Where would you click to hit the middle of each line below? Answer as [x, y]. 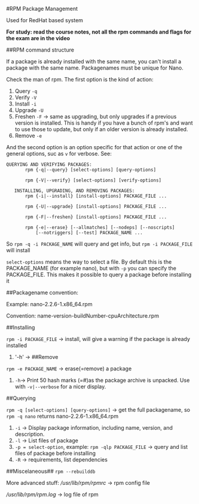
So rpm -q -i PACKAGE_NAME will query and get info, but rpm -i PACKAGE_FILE [99, 244]
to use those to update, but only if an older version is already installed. [101, 129]
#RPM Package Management [42, 9]
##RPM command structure [40, 50]
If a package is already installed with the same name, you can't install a [94, 61]
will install [18, 250]
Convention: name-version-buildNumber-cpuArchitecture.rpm [83, 316]
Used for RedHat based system [45, 20]
